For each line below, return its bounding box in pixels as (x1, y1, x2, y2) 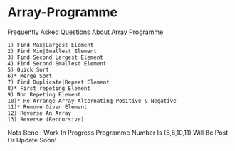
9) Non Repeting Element (7, 91, 81, 98)
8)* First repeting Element (7, 84, 91, 92)
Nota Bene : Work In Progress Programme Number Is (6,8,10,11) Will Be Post (7, 128, 229, 137)
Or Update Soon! (7, 135, 57, 144)
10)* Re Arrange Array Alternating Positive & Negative (7, 97, 177, 104)
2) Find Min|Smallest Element (7, 47, 98, 55)
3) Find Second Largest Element (7, 54, 103, 61)
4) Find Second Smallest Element (7, 60, 107, 67)
